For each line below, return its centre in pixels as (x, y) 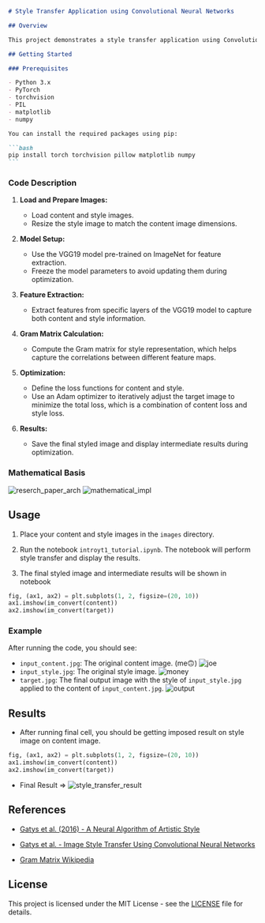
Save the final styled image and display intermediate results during (140, 444)
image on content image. (60, 741)
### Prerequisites (38, 68)
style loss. (48, 413)
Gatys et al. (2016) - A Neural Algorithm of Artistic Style (110, 829)
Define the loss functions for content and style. (108, 388)
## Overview (28, 25)
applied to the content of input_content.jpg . (91, 688)
